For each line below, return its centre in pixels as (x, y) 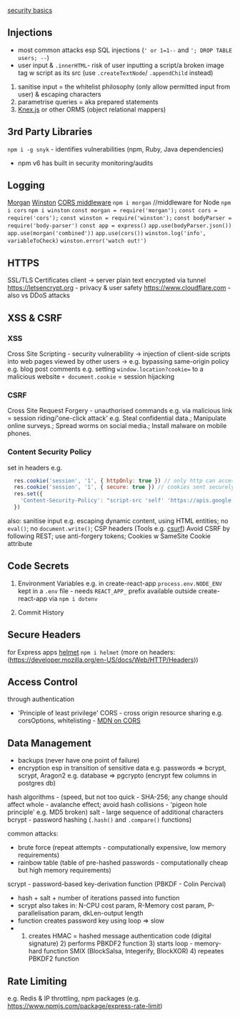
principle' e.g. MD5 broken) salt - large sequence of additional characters (115, 812)
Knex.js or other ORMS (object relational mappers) (92, 109)
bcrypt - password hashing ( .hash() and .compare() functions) (100, 820)
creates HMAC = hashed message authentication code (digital (120, 936)
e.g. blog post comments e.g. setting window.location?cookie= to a (105, 369)
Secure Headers (44, 635)
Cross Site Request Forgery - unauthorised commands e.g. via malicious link (120, 411)
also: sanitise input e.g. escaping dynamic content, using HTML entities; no (118, 520)
